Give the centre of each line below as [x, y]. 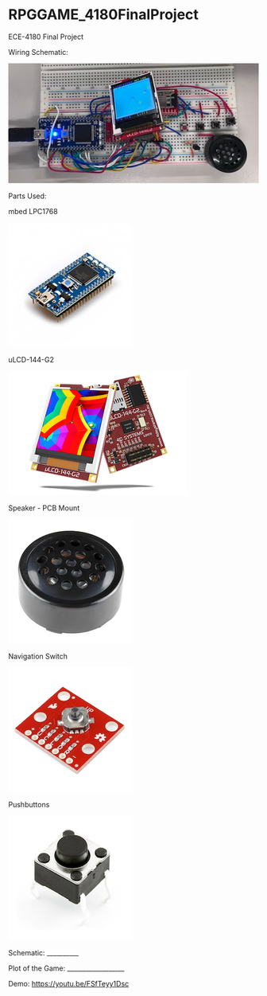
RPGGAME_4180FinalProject [103, 15]
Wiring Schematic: [39, 52]
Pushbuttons [29, 804]
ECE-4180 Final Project [46, 37]
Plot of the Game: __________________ [66, 968]
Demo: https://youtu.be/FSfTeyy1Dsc [69, 983]
